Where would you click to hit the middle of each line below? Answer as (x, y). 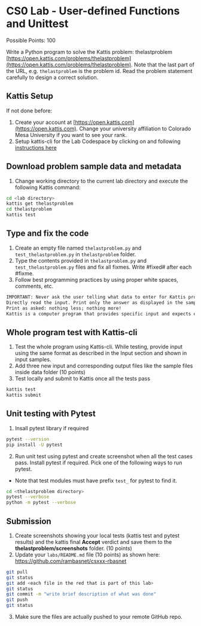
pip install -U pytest (34, 445)
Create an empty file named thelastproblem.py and (78, 248)
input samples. (33, 360)
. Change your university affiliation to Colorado (134, 128)
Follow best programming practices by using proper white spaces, (96, 279)
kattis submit (24, 395)
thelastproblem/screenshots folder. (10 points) (74, 548)
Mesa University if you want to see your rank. (71, 135)
